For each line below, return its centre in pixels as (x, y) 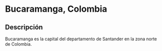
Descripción (24, 27)
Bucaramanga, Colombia (56, 9)
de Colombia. (19, 44)
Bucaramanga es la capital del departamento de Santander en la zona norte (81, 39)
